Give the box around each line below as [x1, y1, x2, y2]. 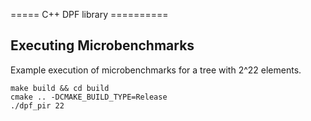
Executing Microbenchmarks [10, 37, 195, 54]
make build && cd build [10, 83, 110, 93]
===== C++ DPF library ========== [10, 9, 169, 20]
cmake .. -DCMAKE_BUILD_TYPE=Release [10, 92, 168, 102]
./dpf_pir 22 [10, 100, 65, 111]
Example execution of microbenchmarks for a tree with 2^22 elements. [10, 64, 302, 76]
